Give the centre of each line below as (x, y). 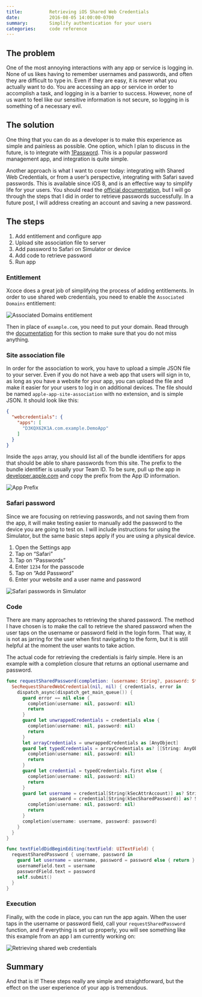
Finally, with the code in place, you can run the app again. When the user (96, 917)
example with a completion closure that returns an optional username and (97, 664)
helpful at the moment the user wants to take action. (71, 645)
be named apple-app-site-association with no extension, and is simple (95, 394)
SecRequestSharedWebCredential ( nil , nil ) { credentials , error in (96, 686)
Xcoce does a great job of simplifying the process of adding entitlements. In (100, 290)
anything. (18, 339)
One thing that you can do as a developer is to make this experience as (94, 139)
